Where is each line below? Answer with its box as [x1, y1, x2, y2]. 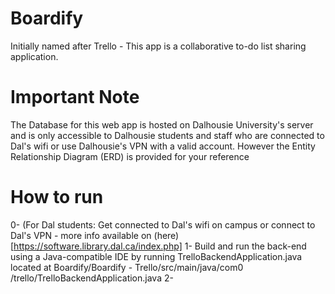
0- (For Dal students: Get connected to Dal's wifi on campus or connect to [10, 218, 316, 231]
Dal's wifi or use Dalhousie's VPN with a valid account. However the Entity [10, 140, 316, 152]
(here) [153, 229, 180, 241]
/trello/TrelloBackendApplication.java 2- [10, 272, 174, 284]
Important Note [10, 86, 140, 109]
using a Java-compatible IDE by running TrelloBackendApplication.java [10, 250, 303, 262]
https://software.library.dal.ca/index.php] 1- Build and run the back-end [13, 240, 307, 252]
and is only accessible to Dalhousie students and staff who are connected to [10, 129, 325, 141]
